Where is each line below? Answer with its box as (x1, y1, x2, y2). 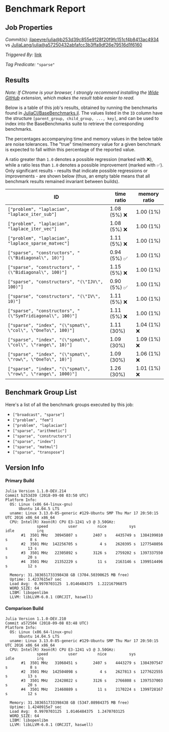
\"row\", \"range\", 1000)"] (8, 371, 77, 376)
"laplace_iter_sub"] (8, 211, 57, 217)
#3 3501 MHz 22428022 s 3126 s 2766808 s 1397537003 (21, 678, 163, 684)
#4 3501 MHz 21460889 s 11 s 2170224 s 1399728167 (21, 687, 163, 692)
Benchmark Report (5, 3, 86, 15)
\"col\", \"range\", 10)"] (8, 342, 72, 348)
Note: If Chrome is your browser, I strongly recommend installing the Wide (5, 89, 159, 95)
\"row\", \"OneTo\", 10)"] (8, 356, 72, 362)
